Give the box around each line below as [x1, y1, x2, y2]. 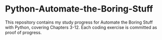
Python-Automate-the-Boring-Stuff [5, 3, 153, 14]
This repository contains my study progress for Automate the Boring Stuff [5, 19, 153, 25]
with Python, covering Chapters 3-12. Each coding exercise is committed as [5, 24, 157, 30]
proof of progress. [5, 29, 42, 35]
